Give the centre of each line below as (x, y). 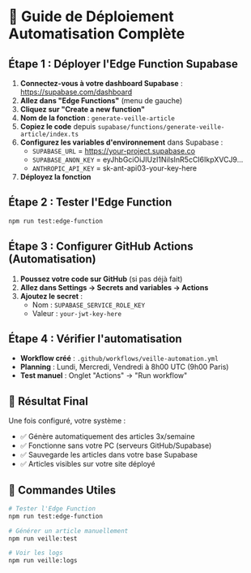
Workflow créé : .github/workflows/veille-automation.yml (119, 358)
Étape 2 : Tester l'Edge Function (90, 202)
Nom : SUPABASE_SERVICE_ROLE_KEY (89, 305)
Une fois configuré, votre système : (67, 421)
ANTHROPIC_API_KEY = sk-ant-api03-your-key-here (115, 168)
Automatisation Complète (97, 34)
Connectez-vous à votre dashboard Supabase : (102, 83)
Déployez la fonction (55, 177)
